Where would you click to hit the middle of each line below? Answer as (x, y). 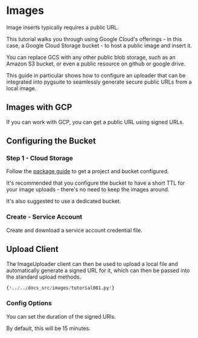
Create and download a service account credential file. (75, 230)
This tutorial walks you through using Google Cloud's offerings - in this (94, 39)
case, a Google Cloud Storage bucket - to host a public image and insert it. (99, 45)
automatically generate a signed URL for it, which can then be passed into (98, 270)
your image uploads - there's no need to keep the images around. (88, 190)
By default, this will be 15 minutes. (48, 328)
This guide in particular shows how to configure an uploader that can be (96, 75)
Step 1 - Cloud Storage (40, 158)
